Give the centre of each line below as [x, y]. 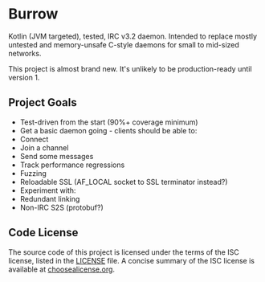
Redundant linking [50, 198]
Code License [43, 233]
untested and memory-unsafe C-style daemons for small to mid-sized [124, 44]
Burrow [33, 14]
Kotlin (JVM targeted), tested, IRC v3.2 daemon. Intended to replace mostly [132, 36]
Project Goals [43, 102]
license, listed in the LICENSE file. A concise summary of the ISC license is [132, 260]
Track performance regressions [72, 165]
